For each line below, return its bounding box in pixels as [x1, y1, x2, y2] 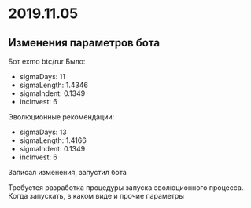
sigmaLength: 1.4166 [19, 136, 87, 145]
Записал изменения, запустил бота [8, 168, 127, 177]
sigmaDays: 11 [19, 72, 65, 81]
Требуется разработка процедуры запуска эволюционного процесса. [8, 183, 244, 192]
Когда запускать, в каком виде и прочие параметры [8, 192, 185, 200]
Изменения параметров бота [8, 36, 160, 49]
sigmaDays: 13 [19, 127, 67, 137]
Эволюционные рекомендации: [8, 112, 115, 122]
